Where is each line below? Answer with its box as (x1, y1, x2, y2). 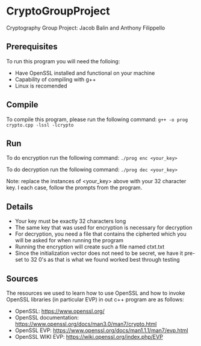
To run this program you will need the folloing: (6, 57, 120, 64)
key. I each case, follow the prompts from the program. (6, 184, 143, 191)
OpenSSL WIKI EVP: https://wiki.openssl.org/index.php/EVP (14, 333, 164, 340)
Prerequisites (6, 42, 58, 52)
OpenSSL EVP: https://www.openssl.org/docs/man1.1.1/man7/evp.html (14, 327, 188, 334)
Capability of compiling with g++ (14, 75, 96, 83)
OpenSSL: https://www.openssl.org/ (14, 307, 105, 315)
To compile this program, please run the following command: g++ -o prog (6, 116, 188, 123)
